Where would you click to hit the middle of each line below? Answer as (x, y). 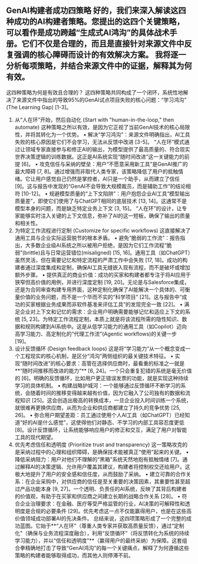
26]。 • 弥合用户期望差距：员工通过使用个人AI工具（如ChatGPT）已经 (100, 415)
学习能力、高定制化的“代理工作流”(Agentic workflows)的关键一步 (98, 334)
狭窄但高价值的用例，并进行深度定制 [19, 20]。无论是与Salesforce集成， (102, 282)
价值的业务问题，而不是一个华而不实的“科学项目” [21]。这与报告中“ (101, 296)
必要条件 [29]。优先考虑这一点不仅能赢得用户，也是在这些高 (119, 511)
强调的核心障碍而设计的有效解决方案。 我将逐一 (100, 55)
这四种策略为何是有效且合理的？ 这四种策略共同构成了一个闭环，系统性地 (95, 92)
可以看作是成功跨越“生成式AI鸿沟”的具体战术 (88, 33)
